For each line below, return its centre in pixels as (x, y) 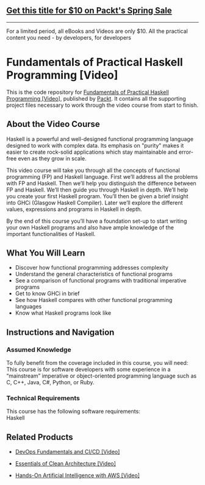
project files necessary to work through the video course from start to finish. (103, 105)
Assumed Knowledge (39, 350)
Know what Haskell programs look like (63, 313)
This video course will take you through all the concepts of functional (93, 170)
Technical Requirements (43, 398)
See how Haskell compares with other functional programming (94, 300)
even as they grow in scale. (52, 158)
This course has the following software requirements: (73, 411)
